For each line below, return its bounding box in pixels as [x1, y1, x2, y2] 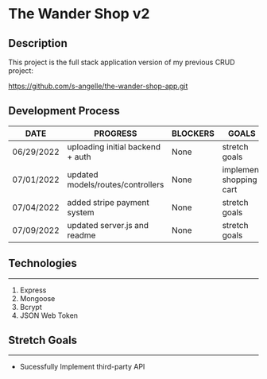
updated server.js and [67, 219, 149, 230]
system [67, 207, 95, 218]
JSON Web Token [19, 311, 78, 320]
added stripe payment [67, 196, 149, 207]
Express [19, 285, 47, 295]
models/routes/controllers [67, 179, 164, 190]
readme [67, 230, 96, 241]
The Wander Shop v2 [8, 5, 150, 23]
